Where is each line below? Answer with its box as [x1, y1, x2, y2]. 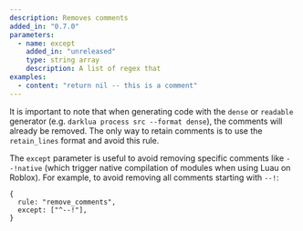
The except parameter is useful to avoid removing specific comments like [9, 152, 285, 164]
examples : [9, 73, 47, 82]
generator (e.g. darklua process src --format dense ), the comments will [9, 115, 283, 126]
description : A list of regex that [26, 65, 162, 74]
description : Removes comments [9, 13, 129, 23]
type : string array [26, 55, 100, 65]
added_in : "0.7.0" [9, 22, 79, 31]
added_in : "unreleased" [26, 47, 117, 56]
